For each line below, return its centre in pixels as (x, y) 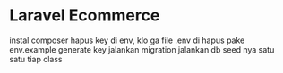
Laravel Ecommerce (85, 16)
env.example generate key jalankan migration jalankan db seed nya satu (142, 49)
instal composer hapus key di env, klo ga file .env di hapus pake (127, 40)
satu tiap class (36, 59)
